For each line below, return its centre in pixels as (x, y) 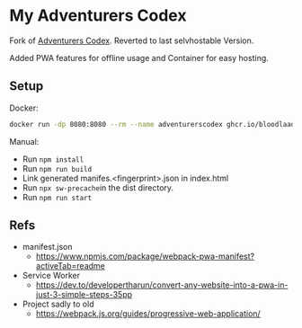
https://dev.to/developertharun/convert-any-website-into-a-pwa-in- (162, 285)
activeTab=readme (70, 266)
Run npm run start (57, 197)
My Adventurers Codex (98, 16)
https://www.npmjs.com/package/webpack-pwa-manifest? (145, 256)
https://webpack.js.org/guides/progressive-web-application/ (148, 314)
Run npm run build (57, 168)
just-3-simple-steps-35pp (84, 295)
